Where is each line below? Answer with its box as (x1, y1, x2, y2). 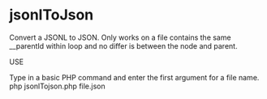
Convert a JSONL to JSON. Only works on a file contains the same (9, 32, 231, 42)
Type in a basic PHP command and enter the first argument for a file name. (9, 72, 260, 82)
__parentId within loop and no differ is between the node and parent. (9, 41, 238, 50)
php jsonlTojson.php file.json (9, 81, 106, 91)
